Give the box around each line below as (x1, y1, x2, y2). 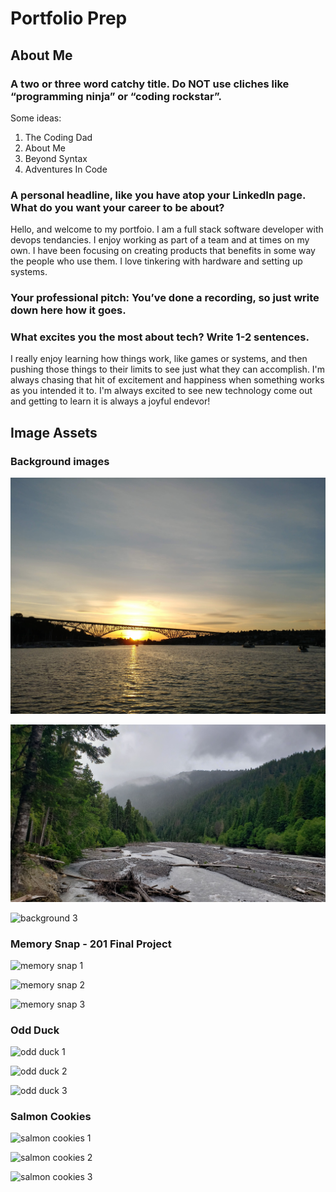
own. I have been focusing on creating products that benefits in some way (10, 245, 316, 257)
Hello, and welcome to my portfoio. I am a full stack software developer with (10, 223, 324, 236)
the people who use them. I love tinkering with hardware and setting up (10, 255, 303, 267)
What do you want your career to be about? (10, 200, 225, 214)
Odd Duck (10, 1023, 60, 1037)
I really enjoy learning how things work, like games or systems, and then (10, 353, 308, 365)
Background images (10, 454, 110, 468)
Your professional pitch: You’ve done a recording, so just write (10, 291, 320, 305)
